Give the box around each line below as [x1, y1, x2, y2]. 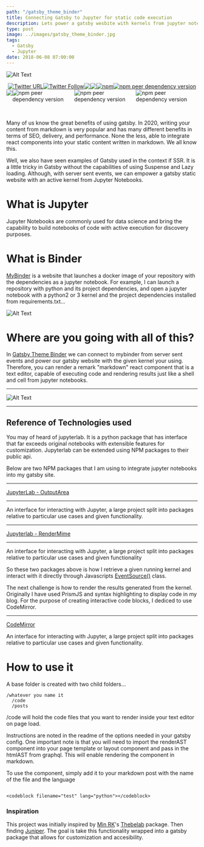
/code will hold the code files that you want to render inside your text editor [6, 714, 195, 721]
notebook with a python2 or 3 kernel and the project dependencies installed [6, 291, 196, 299]
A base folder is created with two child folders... [6, 680, 126, 688]
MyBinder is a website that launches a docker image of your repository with [6, 272, 195, 279]
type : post [6, 26, 34, 32]
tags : [6, 37, 20, 43]
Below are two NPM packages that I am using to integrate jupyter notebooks [6, 465, 197, 472]
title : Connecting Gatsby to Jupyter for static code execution [6, 15, 172, 21]
